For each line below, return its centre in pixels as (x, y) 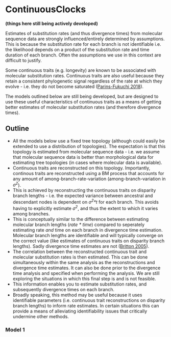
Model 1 (15, 329)
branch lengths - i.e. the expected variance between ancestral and (83, 196)
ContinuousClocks (46, 9)
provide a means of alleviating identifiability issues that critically (80, 311)
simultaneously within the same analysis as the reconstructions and (84, 262)
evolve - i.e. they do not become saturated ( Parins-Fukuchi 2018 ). (75, 86)
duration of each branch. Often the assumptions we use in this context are (83, 55)
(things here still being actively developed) (52, 23)
